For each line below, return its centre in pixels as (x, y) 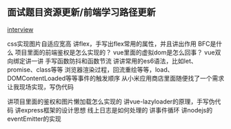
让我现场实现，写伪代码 (40, 87)
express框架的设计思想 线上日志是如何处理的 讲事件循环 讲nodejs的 (116, 110)
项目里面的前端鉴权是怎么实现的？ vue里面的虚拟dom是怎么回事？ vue (115, 52)
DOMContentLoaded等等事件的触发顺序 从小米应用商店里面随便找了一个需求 (116, 78)
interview (20, 29)
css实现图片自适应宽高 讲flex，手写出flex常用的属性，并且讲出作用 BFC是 (112, 43)
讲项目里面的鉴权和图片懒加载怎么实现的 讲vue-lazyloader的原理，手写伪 (111, 101)
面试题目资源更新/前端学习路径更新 (82, 12)
